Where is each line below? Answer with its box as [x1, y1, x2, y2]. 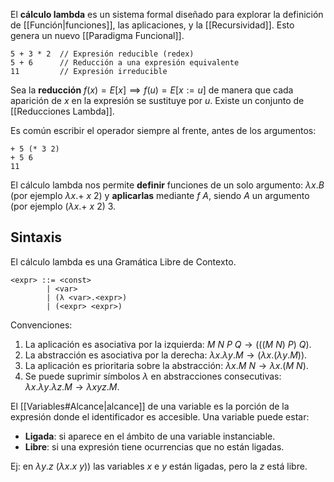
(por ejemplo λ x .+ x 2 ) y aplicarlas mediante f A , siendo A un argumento [10, 190, 310, 201]
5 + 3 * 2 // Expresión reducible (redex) [10, 49, 195, 59]
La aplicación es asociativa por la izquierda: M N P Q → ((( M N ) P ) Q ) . [24, 338, 312, 350]
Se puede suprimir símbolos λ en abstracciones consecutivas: [24, 370, 282, 382]
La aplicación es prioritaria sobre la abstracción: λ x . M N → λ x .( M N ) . [24, 359, 309, 371]
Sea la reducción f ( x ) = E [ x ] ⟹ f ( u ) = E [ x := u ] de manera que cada [10, 84, 294, 96]
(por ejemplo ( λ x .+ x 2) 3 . [10, 200, 117, 212]
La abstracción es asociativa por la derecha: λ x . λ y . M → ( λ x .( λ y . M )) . [24, 349, 308, 361]
